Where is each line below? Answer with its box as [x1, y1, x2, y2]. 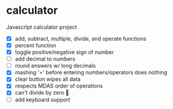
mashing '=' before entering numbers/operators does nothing [14, 69, 168, 76]
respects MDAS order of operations [14, 82, 103, 90]
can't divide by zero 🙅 [14, 89, 70, 96]
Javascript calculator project [6, 23, 77, 31]
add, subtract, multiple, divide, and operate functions [14, 35, 147, 42]
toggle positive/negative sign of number [14, 49, 114, 56]
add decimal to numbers [14, 55, 76, 63]
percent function [14, 42, 56, 49]
